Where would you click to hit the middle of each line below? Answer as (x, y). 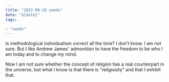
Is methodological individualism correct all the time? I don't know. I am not (83, 44)
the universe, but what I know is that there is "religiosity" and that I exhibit (83, 70)
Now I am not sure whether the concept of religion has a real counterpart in (85, 64)
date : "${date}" (23, 15)
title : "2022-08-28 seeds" (34, 10)
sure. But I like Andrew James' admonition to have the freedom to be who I (84, 49)
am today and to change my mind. (41, 54)
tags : (11, 19)
